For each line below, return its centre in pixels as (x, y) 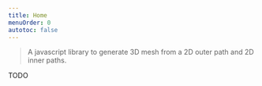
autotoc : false (33, 30)
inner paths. (47, 60)
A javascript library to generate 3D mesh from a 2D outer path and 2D (140, 52)
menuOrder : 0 (30, 23)
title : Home (28, 15)
